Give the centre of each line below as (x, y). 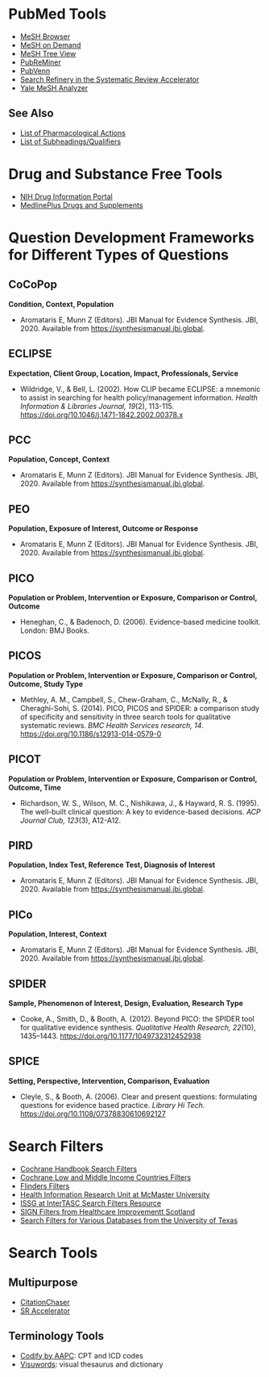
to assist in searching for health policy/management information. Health (139, 398)
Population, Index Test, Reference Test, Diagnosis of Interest (112, 865)
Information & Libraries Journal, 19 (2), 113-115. (97, 406)
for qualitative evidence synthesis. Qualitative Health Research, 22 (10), (138, 1027)
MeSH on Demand (50, 44)
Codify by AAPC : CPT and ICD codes (81, 1355)
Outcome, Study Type (46, 684)
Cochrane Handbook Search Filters (79, 1169)
